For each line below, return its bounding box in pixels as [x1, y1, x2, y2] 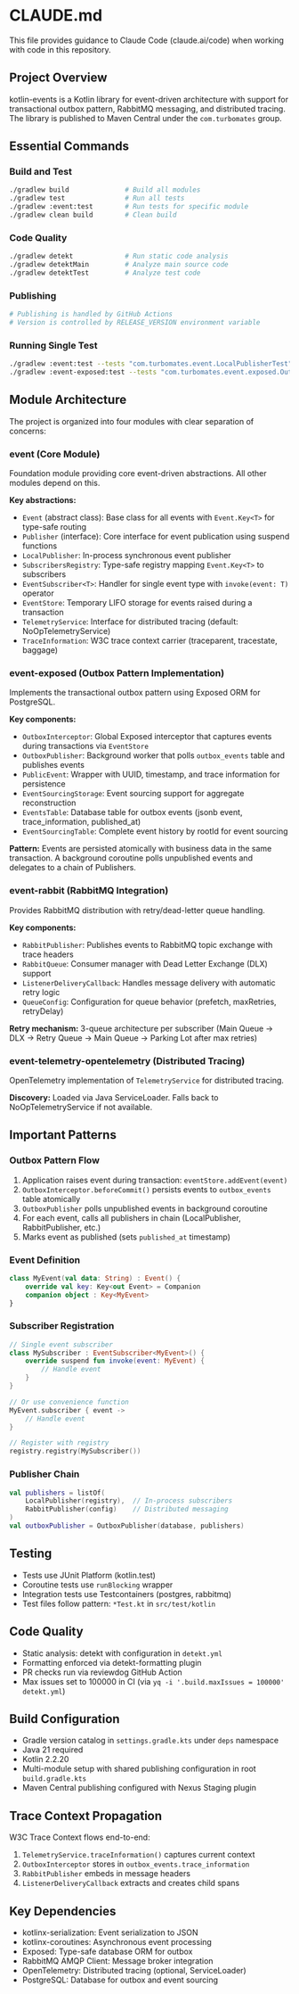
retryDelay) [21, 1005, 64, 1017]
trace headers [21, 949, 74, 960]
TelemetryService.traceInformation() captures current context [21, 1850, 255, 1860]
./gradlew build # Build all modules [9, 185, 201, 194]
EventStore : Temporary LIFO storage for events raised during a [21, 597, 253, 608]
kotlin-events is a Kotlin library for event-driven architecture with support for [9, 94, 289, 104]
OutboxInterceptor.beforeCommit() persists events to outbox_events [21, 1183, 271, 1195]
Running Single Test [9, 339, 98, 351]
